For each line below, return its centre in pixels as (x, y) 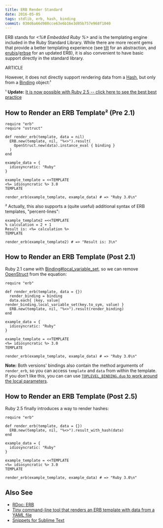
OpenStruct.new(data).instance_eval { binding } (65, 146)
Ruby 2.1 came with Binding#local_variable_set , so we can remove (72, 269)
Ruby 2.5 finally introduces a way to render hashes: (57, 408)
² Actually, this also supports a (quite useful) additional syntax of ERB (75, 206)
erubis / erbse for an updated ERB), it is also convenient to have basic (74, 53)
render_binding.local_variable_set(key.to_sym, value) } (65, 305)
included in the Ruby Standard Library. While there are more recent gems (79, 43)
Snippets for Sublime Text (38, 520)
